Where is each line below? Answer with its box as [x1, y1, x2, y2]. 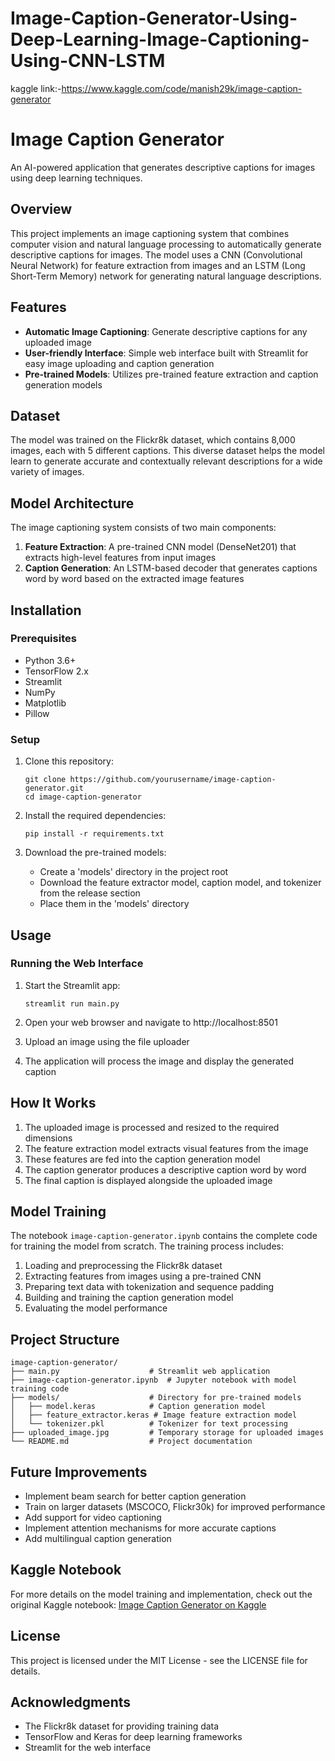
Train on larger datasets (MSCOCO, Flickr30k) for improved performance [24, 1501, 326, 1513]
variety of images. [10, 466, 85, 478]
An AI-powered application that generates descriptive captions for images [10, 161, 316, 173]
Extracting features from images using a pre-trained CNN [24, 1270, 262, 1282]
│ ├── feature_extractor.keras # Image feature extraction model [10, 1410, 298, 1421]
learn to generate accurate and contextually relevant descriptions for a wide [10, 455, 323, 467]
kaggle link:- [10, 82, 62, 94]
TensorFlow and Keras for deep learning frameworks [24, 1731, 243, 1743]
